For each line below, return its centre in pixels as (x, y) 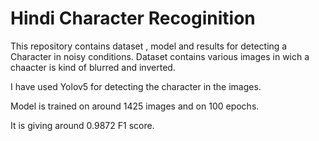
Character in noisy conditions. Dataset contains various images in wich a (160, 56)
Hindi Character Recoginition (133, 18)
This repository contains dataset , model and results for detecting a (149, 46)
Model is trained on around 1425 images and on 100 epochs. (135, 106)
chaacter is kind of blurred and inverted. (93, 67)
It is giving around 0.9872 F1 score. (82, 125)
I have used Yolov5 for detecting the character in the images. (136, 86)
